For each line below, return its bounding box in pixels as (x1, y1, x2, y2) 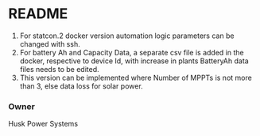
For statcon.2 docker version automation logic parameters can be (19, 31, 235, 40)
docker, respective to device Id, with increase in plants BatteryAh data (19, 56, 249, 66)
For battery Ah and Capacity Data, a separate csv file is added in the (19, 47, 244, 57)
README (8, 5, 68, 23)
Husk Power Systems (8, 119, 78, 129)
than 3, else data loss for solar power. (19, 81, 143, 91)
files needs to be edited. (19, 64, 99, 74)
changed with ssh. (19, 39, 81, 48)
